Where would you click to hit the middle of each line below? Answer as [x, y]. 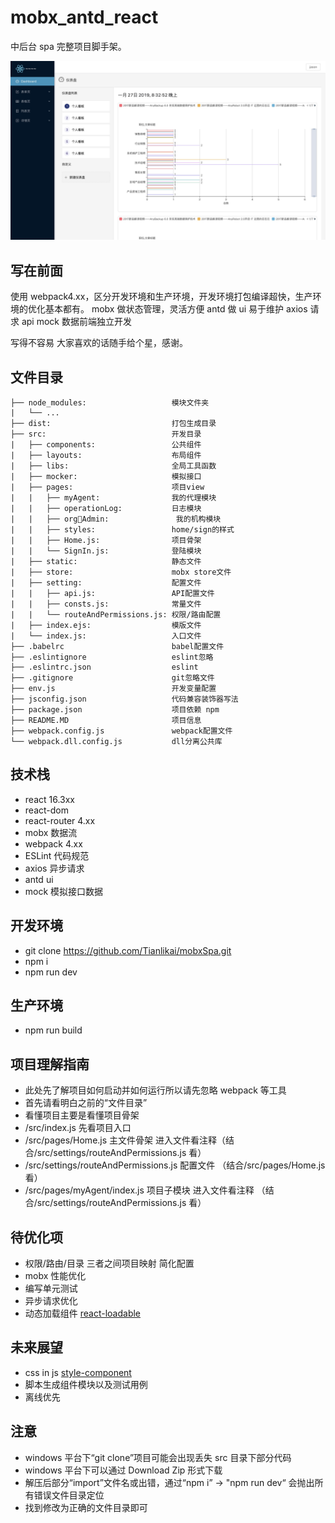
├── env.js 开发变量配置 [113, 689]
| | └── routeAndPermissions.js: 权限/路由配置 [116, 615]
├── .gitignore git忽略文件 [112, 678]
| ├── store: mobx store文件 [121, 572]
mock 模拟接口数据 [64, 891]
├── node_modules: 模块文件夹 [110, 403]
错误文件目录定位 [69, 1495]
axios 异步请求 [54, 868]
